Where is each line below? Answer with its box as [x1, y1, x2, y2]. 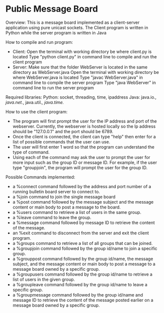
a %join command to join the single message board [12, 193, 116, 200]
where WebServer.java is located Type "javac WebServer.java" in [12, 74, 143, 80]
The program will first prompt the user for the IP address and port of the [12, 118, 157, 124]
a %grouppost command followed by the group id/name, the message [12, 256, 153, 261]
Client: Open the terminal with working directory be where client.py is [12, 49, 152, 54]
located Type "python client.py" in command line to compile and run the [12, 53, 157, 59]
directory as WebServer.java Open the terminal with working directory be [12, 69, 160, 75]
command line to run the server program [12, 85, 94, 90]
